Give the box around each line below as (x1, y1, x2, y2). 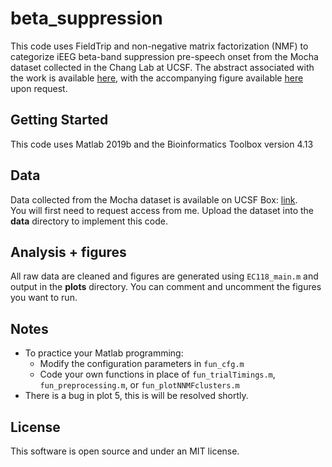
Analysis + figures (10, 243, 127, 261)
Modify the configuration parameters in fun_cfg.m (39, 358, 245, 370)
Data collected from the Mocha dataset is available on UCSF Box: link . (10, 193, 298, 206)
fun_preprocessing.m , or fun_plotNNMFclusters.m (39, 379, 240, 391)
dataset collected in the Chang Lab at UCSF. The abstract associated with (10, 61, 315, 73)
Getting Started (10, 112, 109, 129)
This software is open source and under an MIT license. (10, 445, 240, 457)
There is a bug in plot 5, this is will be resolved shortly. (24, 390, 249, 402)
